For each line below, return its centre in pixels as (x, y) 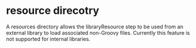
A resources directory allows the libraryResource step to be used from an (95, 27)
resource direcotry (53, 11)
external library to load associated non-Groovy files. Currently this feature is (98, 32)
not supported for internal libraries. (48, 39)
